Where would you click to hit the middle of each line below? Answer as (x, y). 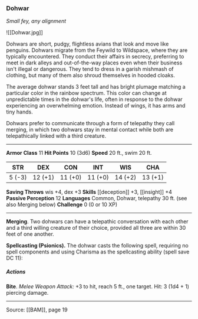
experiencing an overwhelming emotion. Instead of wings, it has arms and (96, 106)
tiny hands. (20, 112)
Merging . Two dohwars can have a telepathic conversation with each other (97, 222)
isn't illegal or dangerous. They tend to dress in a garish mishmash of (90, 69)
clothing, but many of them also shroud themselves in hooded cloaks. (91, 76)
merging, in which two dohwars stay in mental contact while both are (90, 130)
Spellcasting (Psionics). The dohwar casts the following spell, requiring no (97, 246)
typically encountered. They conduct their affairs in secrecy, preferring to (95, 57)
